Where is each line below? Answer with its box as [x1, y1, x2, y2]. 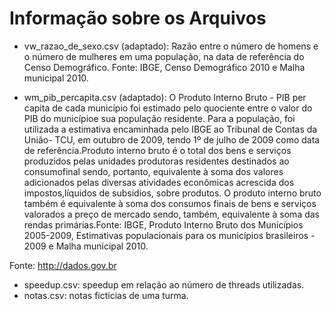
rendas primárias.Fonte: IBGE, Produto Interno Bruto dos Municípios [23, 218, 304, 231]
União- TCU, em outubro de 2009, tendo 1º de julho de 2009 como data [23, 133, 321, 146]
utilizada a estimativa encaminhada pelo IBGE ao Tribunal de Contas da [23, 123, 318, 135]
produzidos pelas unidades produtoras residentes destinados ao [23, 155, 290, 167]
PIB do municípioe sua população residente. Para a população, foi [23, 112, 296, 124]
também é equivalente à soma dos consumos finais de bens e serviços [23, 197, 317, 209]
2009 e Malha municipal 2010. [23, 240, 149, 252]
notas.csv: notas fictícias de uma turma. [23, 289, 189, 301]
